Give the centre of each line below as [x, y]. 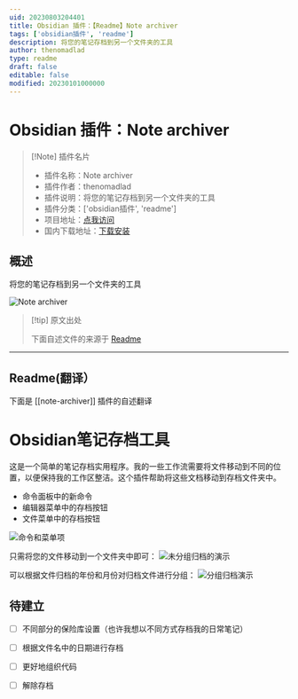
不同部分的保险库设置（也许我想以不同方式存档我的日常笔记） [135, 628]
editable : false [39, 75]
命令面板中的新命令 [57, 497]
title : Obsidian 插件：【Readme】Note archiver [94, 26]
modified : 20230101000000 [57, 83]
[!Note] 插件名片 [60, 156]
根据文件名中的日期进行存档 [73, 648]
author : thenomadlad [47, 51]
